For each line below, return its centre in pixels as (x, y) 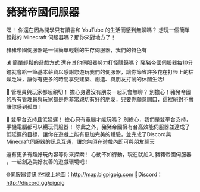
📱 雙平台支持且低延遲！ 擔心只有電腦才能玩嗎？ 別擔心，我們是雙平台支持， (99, 119)
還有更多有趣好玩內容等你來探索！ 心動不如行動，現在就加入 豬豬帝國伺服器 (99, 154)
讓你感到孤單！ (24, 106)
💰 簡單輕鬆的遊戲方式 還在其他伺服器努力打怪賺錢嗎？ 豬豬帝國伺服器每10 (97, 62)
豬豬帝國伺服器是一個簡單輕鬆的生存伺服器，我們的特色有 (76, 50)
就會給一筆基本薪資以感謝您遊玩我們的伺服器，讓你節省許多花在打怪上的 (100, 71)
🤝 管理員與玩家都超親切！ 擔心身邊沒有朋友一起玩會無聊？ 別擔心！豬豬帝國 (99, 92)
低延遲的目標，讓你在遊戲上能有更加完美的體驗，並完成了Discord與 (89, 134)
